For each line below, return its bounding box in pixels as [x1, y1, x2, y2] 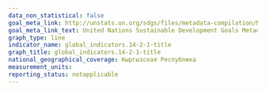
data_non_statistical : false [8, 11, 104, 20]
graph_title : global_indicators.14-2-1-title [8, 48, 161, 56]
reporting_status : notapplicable [8, 70, 119, 78]
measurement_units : [8, 63, 73, 71]
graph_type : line [8, 33, 66, 42]
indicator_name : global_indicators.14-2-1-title [8, 41, 172, 49]
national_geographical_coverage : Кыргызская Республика [8, 56, 196, 64]
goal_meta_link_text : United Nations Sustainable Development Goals [8, 26, 239, 34]
